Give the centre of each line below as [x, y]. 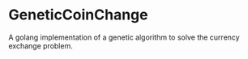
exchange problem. [41, 45]
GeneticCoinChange [78, 15]
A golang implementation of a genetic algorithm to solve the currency [124, 37]
